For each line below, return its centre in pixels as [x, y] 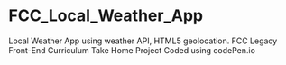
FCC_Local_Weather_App [106, 16]
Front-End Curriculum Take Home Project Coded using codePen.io [132, 50]
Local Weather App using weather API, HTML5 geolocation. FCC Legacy [143, 41]
